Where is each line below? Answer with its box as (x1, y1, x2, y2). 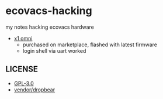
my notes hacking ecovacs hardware (5, 23, 95, 30)
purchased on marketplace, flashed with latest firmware (22, 41, 157, 48)
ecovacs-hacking (5, 4, 92, 18)
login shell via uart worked (22, 47, 86, 54)
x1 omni (13, 35, 33, 42)
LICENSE (5, 64, 39, 74)
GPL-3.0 (13, 80, 34, 87)
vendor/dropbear (13, 86, 56, 93)
